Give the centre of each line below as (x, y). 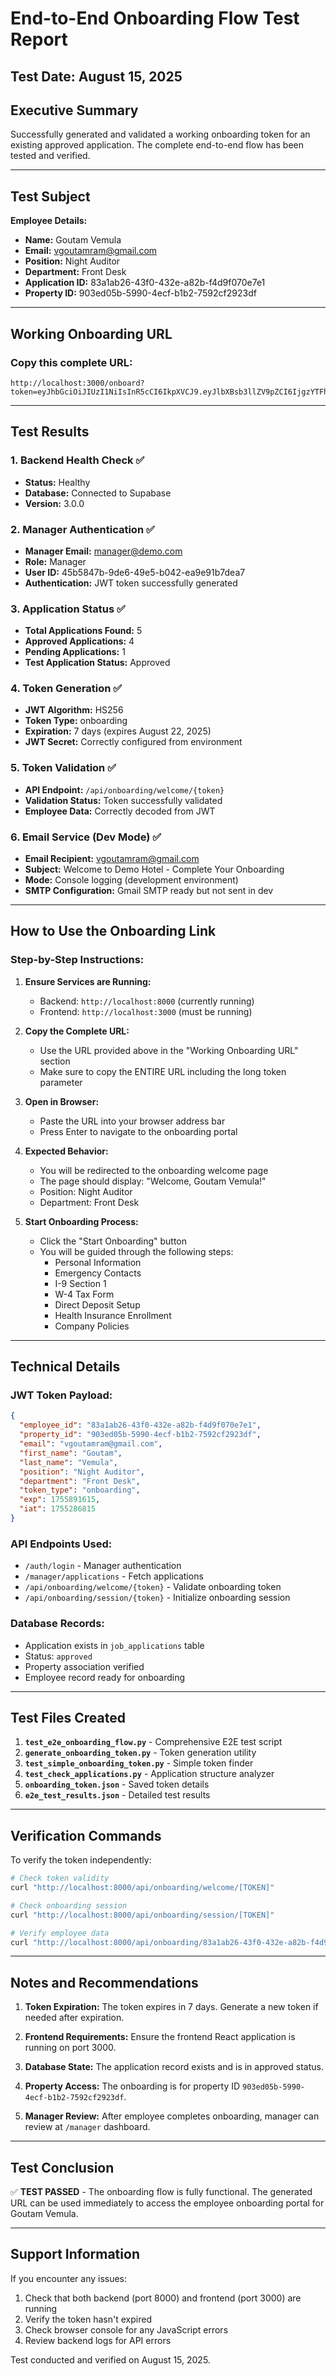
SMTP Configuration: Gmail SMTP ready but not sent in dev (149, 891)
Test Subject (50, 196)
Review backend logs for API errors (98, 2340)
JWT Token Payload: (61, 1395)
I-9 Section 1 (80, 1283)
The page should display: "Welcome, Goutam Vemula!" (153, 1181)
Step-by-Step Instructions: (77, 960)
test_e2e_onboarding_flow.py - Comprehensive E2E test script (153, 1742)
